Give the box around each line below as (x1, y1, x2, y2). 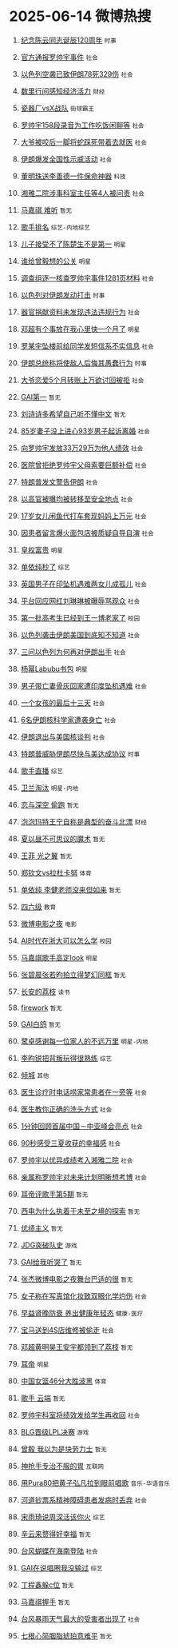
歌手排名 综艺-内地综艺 (20, 221, 91, 232)
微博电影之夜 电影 (20, 919, 77, 928)
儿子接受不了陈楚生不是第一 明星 (20, 239, 126, 249)
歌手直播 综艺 (20, 765, 63, 776)
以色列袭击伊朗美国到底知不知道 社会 (20, 629, 140, 640)
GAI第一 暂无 (20, 392, 61, 401)
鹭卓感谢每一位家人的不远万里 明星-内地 (20, 1036, 148, 1046)
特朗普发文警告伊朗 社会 (20, 477, 98, 486)
